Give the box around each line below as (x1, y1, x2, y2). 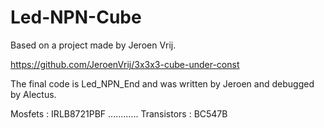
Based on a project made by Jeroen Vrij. (10, 39, 177, 51)
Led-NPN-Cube (10, 6, 142, 29)
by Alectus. (10, 88, 57, 100)
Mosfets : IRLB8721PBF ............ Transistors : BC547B (10, 107, 228, 120)
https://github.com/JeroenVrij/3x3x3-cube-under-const (10, 58, 240, 70)
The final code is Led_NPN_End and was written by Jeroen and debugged (10, 77, 315, 90)
